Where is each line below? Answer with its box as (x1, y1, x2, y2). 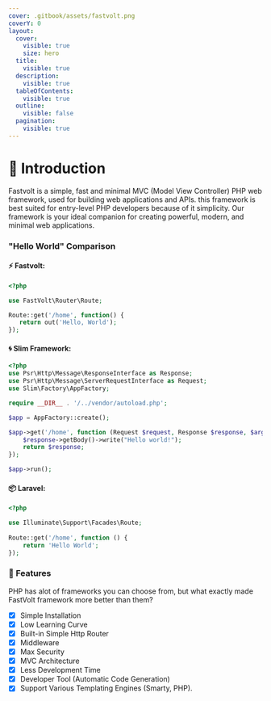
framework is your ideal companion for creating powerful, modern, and (8, 212, 244, 221)
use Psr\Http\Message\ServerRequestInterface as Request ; (8, 377, 207, 385)
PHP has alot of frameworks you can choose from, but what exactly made (8, 586, 254, 596)
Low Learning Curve (19, 619, 89, 629)
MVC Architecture (19, 656, 80, 666)
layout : (8, 27, 35, 35)
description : (15, 72, 60, 80)
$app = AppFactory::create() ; (8, 413, 110, 422)
